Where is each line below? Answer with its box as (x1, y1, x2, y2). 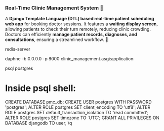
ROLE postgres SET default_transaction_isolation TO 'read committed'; (5, 110, 149, 116)
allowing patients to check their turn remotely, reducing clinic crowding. (5, 26, 151, 32)
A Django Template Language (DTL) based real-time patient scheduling (5, 16, 155, 22)
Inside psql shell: (5, 83, 77, 94)
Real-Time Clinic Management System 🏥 (5, 4, 104, 11)
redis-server (5, 46, 31, 52)
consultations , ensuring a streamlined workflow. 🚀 (5, 37, 109, 43)
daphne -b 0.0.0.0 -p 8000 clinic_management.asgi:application (5, 56, 134, 62)
